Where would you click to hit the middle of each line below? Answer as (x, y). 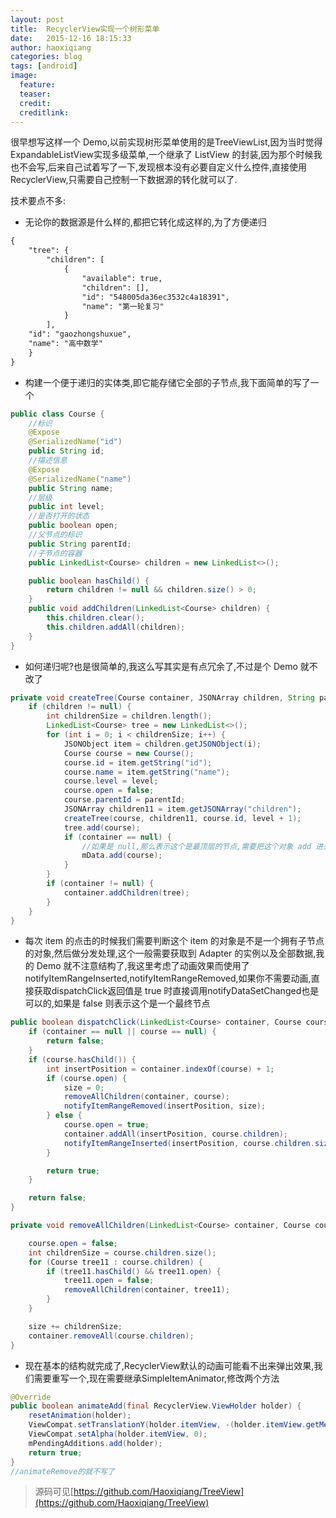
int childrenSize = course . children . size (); (122, 1252)
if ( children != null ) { (80, 707)
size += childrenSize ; (75, 1326)
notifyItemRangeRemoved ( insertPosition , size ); (165, 1106)
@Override (31, 1397)
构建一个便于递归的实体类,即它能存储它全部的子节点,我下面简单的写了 (167, 382)
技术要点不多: (38, 201)
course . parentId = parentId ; (124, 800)
